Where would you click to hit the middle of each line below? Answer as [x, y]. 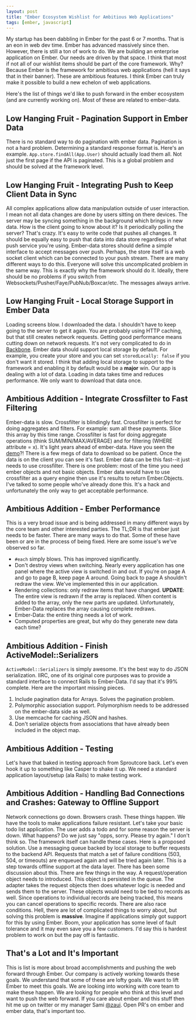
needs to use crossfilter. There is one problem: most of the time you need [94, 465]
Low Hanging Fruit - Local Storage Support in [90, 301]
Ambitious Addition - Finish [57, 646]
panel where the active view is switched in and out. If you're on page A [100, 572]
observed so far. [26, 548]
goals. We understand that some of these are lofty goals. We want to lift [92, 980]
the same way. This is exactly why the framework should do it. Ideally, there [97, 270]
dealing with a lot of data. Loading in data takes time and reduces [85, 374]
